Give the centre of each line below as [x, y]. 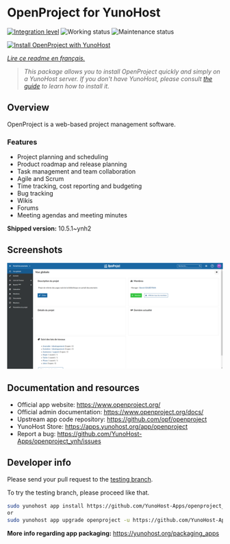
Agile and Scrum [40, 179]
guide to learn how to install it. [66, 86]
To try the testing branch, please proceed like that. [78, 493]
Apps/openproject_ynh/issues [59, 441]
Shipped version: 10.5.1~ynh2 [49, 228]
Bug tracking [35, 193]
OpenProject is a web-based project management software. [91, 124]
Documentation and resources [73, 388]
